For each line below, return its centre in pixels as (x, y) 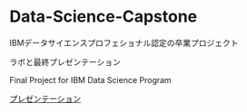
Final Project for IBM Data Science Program (91, 79)
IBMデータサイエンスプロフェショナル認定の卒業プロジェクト (124, 42)
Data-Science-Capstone (104, 17)
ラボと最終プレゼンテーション (65, 61)
